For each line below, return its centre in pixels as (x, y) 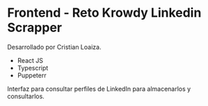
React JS (30, 60)
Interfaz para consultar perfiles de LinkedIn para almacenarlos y (99, 89)
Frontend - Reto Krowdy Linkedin (104, 13)
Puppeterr (32, 75)
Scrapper (35, 28)
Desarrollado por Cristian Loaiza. (54, 47)
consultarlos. (26, 96)
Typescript (33, 68)
